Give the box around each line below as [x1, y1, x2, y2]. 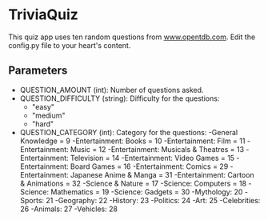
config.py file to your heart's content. [8, 40, 131, 50]
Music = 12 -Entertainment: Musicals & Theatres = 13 [70, 144, 245, 154]
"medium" [31, 110, 66, 120]
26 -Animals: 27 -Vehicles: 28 [19, 204, 118, 214]
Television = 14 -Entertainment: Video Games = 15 [70, 153, 234, 162]
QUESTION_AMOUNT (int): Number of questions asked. [19, 85, 204, 94]
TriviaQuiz [8, 6, 78, 24]
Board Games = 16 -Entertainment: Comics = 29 [70, 162, 229, 171]
